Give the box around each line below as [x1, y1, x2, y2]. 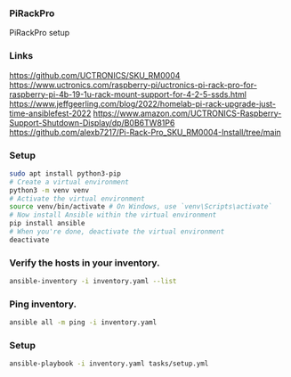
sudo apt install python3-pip [9, 168, 122, 178]
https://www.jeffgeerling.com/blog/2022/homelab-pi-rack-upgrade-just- [9, 98, 277, 109]
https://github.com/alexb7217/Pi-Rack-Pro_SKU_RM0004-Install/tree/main [9, 127, 282, 137]
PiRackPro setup [9, 28, 70, 38]
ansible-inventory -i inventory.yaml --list [9, 277, 177, 286]
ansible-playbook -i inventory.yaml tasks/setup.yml [9, 359, 209, 368]
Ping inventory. [9, 298, 77, 310]
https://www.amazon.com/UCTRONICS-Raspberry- [93, 108, 282, 119]
